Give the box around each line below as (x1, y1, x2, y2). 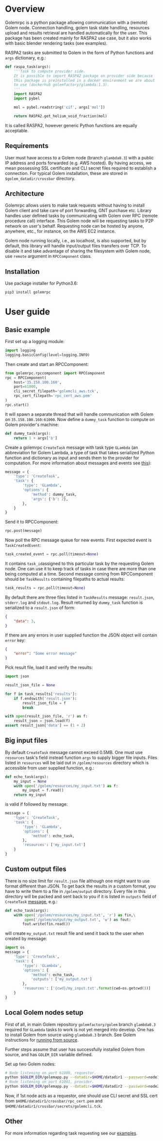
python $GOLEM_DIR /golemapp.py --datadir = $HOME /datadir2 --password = (5, 1084, 149, 1089)
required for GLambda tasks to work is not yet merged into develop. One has (5, 1026, 154, 1032)
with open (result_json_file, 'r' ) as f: (5, 714, 88, 719)
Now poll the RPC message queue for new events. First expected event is (5, 537, 152, 543)
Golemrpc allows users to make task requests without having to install (5, 202, 145, 208)
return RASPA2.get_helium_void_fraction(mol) (14, 114, 108, 118)
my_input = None (14, 779, 47, 784)
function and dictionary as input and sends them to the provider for (5, 455, 139, 461)
